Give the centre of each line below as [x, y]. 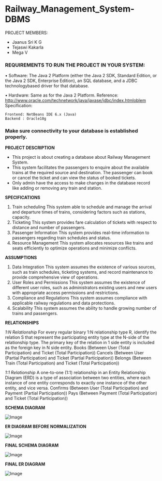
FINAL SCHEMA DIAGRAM [32, 445]
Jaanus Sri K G [27, 42]
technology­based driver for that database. [47, 86]
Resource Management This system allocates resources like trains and [82, 243]
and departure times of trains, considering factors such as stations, [79, 212]
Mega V [20, 52]
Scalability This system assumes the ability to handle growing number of [84, 308]
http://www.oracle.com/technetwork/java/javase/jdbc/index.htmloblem [75, 100]
